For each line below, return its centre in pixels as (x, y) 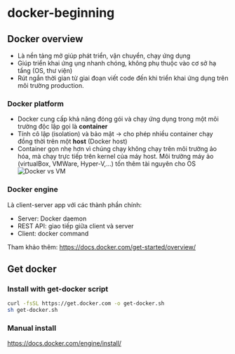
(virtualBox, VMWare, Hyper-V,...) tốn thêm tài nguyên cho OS (107, 164)
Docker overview (45, 39)
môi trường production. (51, 85)
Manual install (32, 328)
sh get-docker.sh (33, 310)
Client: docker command (53, 233)
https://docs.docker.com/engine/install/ (64, 343)
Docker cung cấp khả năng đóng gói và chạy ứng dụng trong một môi (118, 119)
